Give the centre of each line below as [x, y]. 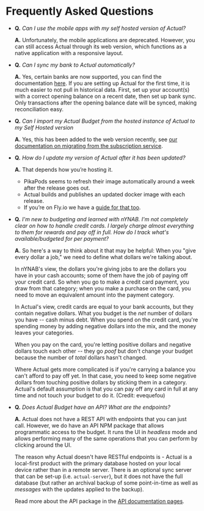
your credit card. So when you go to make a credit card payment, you [102, 282]
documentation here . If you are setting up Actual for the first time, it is [102, 83]
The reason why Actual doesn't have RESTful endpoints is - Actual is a [103, 457]
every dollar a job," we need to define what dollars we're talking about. [104, 257]
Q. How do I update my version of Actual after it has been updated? [100, 158]
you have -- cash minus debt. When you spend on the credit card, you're [106, 320]
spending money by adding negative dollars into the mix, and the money [105, 326]
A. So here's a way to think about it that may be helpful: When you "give [105, 250]
